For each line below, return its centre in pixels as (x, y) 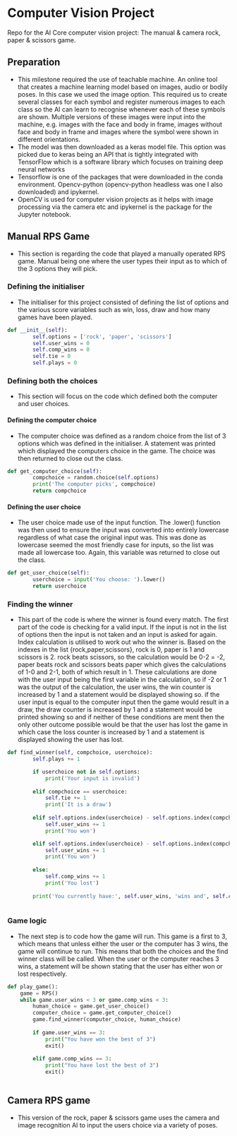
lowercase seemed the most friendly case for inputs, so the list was (115, 545)
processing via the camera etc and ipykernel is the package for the (115, 207)
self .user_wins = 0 (61, 343)
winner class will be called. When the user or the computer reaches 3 (119, 959)
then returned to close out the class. (70, 458)
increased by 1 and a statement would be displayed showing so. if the (119, 695)
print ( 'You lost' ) (72, 883)
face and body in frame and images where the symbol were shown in (118, 131)
